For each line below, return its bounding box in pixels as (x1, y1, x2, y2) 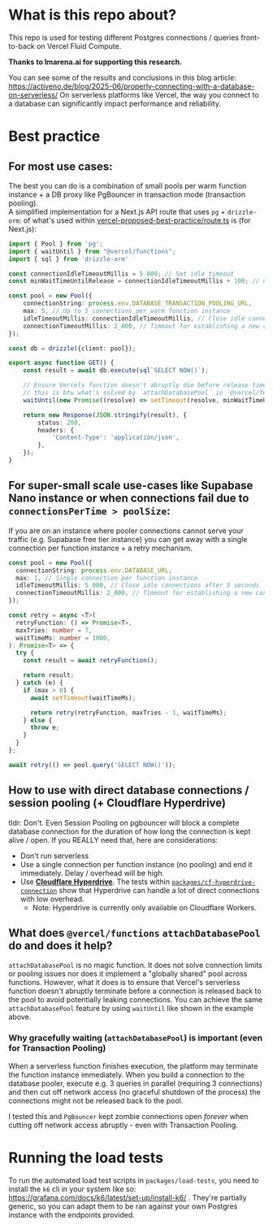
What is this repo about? (8, 6, 177, 24)
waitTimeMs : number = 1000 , (15, 634, 111, 642)
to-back (8, 41, 35, 50)
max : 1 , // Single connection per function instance (15, 574, 198, 582)
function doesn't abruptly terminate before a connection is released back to (8, 986, 262, 996)
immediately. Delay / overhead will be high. (19, 868, 165, 878)
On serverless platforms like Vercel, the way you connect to (59, 89, 259, 99)
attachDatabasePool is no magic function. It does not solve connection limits (8, 961, 262, 970)
